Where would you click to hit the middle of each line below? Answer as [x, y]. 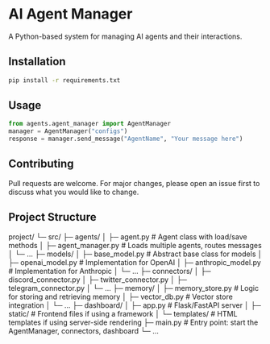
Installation [37, 62]
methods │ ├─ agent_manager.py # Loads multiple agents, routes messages [135, 245]
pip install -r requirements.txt [64, 80]
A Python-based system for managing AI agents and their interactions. [125, 36]
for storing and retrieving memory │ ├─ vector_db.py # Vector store [121, 296]
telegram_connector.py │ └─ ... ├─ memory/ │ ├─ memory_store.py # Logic [134, 288]
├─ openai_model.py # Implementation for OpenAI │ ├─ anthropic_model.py [135, 262]
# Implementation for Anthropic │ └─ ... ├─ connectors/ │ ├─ [110, 271]
